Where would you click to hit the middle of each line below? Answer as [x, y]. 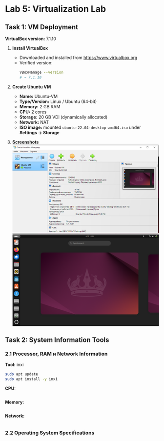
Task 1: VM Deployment [42, 27]
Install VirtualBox [30, 48]
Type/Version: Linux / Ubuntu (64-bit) [58, 101]
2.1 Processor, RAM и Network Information [56, 354]
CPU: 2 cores [33, 112]
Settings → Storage [39, 132]
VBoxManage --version [41, 72]
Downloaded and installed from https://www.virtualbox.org [78, 58]
